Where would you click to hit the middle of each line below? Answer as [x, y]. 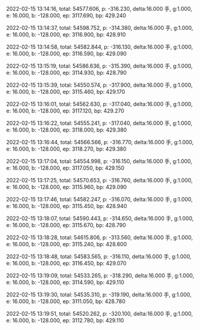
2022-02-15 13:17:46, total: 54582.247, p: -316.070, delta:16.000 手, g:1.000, [99, 199]
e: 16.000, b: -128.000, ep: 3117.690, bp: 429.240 [66, 16]
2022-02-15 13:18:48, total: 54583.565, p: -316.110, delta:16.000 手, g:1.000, [99, 256]
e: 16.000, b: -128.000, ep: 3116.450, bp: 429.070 [66, 263]
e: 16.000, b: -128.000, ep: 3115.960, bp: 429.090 [67, 187]
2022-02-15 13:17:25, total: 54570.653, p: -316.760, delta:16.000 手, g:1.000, [99, 180]
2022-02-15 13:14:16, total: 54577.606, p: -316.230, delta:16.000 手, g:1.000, [99, 9]
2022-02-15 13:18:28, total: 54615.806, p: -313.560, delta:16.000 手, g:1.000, [99, 237]
